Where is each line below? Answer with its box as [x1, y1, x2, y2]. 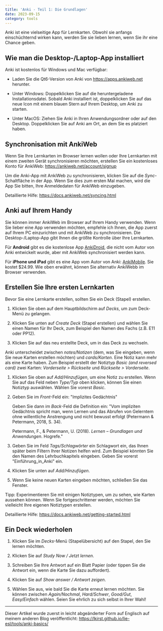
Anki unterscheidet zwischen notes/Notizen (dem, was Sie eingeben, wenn [5, 349, 155, 355]
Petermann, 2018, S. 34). [12, 419, 62, 425]
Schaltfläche [5, 178, 30, 184]
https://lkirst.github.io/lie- [79, 615, 130, 622]
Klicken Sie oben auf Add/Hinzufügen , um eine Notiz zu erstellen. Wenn [12, 374, 156, 380]
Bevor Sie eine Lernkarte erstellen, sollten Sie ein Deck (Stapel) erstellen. [5, 296, 151, 302]
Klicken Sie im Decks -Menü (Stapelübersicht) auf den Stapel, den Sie [12, 538, 151, 544]
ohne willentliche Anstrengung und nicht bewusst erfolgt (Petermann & [12, 413, 154, 419]
